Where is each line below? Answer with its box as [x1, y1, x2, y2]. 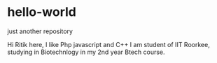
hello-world [7, 4, 77, 20]
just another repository [7, 27, 73, 35]
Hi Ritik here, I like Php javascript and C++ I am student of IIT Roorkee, [7, 40, 210, 48]
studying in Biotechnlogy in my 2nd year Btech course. [7, 48, 166, 56]
